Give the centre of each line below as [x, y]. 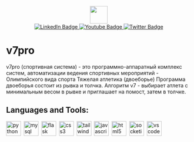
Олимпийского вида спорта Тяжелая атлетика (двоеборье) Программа [96, 79]
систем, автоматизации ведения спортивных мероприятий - [82, 73]
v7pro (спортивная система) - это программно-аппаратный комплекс [94, 66]
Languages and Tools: [48, 110]
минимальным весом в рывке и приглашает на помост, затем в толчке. [96, 92]
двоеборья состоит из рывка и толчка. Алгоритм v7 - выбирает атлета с [97, 85]
